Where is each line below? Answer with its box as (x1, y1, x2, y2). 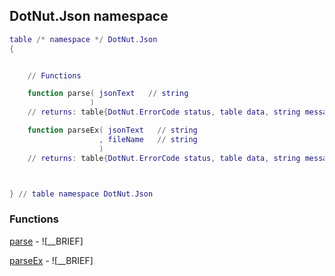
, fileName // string (98, 134, 198, 144)
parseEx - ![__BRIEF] (9, 254, 94, 266)
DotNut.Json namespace (9, 8, 169, 25)
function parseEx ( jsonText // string (27, 125, 198, 136)
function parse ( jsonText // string (27, 89, 189, 99)
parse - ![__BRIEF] (9, 235, 84, 247)
